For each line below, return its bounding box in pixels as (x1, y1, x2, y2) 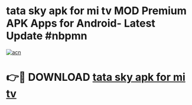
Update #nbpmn (6, 29, 87, 42)
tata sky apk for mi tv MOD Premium (6, 4, 187, 18)
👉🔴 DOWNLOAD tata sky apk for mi (6, 71, 186, 84)
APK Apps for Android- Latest (6, 17, 155, 30)
